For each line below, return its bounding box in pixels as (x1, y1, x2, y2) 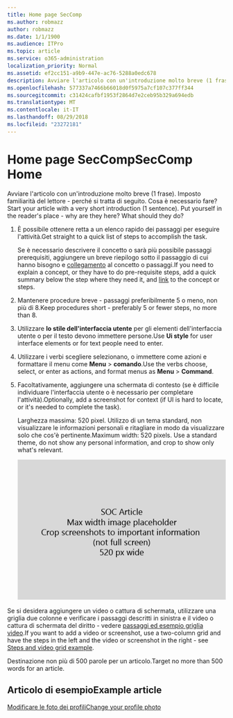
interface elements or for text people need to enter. (17, 339, 164, 347)
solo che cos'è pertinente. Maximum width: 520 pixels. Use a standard (17, 431, 217, 439)
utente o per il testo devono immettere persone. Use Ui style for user (17, 332, 213, 340)
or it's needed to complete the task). (17, 402, 121, 411)
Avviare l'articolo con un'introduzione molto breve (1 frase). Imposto (7, 189, 201, 198)
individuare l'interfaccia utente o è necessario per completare (17, 388, 193, 396)
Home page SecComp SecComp (7, 151, 193, 167)
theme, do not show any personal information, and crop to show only (17, 438, 215, 447)
